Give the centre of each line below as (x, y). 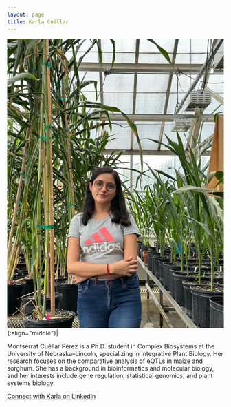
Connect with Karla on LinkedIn (52, 396)
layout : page (26, 14)
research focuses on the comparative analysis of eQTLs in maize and (105, 361)
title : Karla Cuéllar (38, 22)
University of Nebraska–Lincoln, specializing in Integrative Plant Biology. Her (115, 353)
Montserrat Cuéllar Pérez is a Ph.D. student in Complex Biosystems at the (111, 346)
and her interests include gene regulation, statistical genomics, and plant (110, 375)
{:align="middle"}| (33, 333)
